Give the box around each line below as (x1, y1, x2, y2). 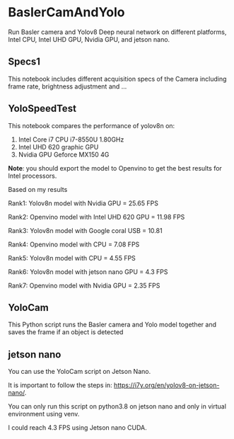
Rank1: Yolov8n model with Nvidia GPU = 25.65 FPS (8, 199, 158, 207)
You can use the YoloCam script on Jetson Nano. (8, 367, 151, 376)
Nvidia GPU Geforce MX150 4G (18, 150, 110, 159)
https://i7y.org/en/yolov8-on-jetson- (113, 381, 220, 389)
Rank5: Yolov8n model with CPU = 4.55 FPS (8, 253, 136, 262)
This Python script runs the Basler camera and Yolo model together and (8, 320, 216, 329)
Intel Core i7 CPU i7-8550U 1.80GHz (18, 135, 124, 144)
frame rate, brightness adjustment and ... (8, 82, 127, 91)
